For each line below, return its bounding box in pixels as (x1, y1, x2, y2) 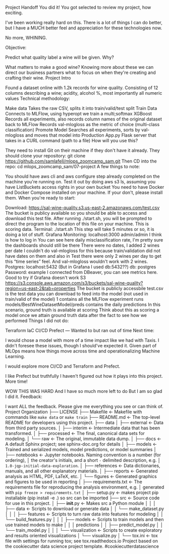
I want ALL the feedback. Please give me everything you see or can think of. (5, 404, 163, 409)
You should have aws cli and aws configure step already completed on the (5, 173, 160, 179)
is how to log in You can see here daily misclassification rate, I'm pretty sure (5, 237, 163, 243)
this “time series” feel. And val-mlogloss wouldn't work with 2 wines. (5, 258, 148, 264)
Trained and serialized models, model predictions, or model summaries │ (5, 447, 157, 452)
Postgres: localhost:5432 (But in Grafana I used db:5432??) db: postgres (5, 264, 156, 270)
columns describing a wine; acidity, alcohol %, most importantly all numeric (5, 90, 162, 96)
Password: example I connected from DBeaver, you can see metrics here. (5, 269, 158, 275)
